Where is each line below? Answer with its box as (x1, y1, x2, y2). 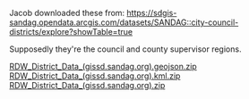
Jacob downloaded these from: (9, 8, 125, 18)
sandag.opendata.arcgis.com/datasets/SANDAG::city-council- (9, 17, 239, 28)
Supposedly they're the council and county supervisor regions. (9, 44, 242, 54)
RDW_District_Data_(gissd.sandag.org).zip (9, 80, 166, 90)
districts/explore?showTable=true (9, 27, 133, 37)
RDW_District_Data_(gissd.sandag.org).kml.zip (9, 70, 181, 81)
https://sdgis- (126, 8, 177, 18)
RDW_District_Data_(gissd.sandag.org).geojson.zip (9, 62, 197, 71)
